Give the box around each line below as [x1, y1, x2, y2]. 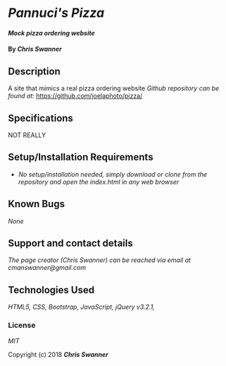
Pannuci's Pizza [8, 5, 105, 21]
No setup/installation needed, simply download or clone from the [18, 170, 208, 178]
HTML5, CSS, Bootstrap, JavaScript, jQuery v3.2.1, [8, 302, 156, 312]
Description [8, 65, 61, 77]
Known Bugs [8, 198, 65, 210]
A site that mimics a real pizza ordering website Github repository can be [8, 84, 220, 93]
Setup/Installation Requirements [8, 151, 153, 163]
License [8, 320, 36, 330]
